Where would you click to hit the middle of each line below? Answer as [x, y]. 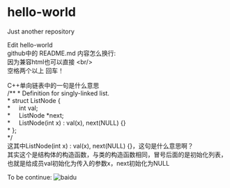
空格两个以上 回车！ [36, 70]
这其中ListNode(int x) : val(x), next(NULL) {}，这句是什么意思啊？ [100, 146]
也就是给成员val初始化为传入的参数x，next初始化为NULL [89, 163]
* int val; [23, 108]
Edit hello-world [30, 45]
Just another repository [41, 31]
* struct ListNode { [34, 100]
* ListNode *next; [36, 115]
